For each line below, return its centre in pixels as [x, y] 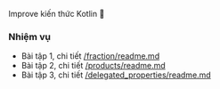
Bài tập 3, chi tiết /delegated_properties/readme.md [116, 75]
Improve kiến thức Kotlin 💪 [57, 14]
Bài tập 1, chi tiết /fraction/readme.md [90, 56]
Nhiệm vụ [29, 36]
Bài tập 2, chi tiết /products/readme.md [93, 66]
